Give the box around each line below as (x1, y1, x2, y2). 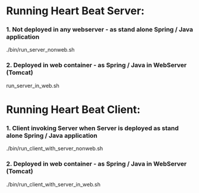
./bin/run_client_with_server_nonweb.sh (6, 145, 103, 152)
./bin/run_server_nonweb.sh (6, 46, 75, 53)
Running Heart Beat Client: (6, 103, 141, 116)
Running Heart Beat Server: (6, 4, 145, 18)
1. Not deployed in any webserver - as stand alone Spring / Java (6, 26, 193, 34)
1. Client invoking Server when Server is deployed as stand (6, 124, 179, 132)
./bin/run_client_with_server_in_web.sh (6, 181, 101, 188)
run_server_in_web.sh (6, 82, 59, 89)
